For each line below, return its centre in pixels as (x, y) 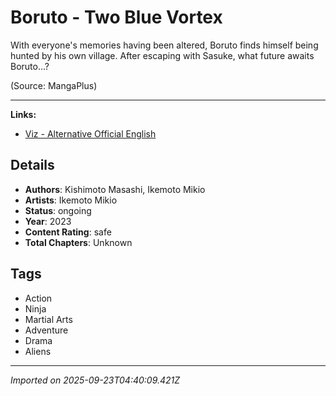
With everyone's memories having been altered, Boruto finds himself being (164, 45)
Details (32, 165)
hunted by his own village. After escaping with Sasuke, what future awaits (162, 55)
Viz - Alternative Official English (90, 133)
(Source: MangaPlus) (54, 85)
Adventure (46, 330)
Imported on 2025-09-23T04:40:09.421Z (95, 380)
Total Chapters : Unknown (78, 242)
